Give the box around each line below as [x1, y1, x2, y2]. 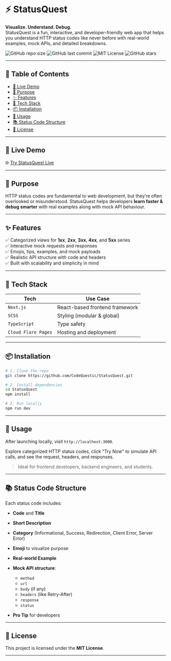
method [20, 576, 35, 581]
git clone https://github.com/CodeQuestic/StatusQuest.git [5, 373, 133, 378]
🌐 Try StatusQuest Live [5, 159, 54, 166]
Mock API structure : [12, 565, 56, 571]
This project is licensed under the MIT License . [5, 645, 104, 651]
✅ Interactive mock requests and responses [5, 243, 98, 249]
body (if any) [20, 586, 46, 592]
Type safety [57, 320, 85, 327]
